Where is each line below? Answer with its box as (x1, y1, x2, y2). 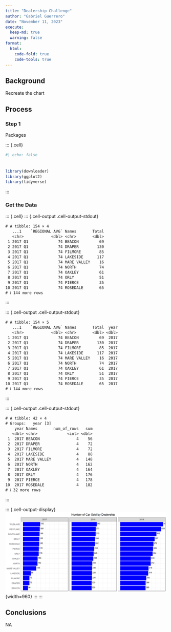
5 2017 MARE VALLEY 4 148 (7, 456, 93, 462)
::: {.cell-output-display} (5, 506, 56, 512)
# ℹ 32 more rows (5, 487, 41, 493)
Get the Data (5, 201, 37, 208)
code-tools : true (14, 57, 52, 62)
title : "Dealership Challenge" (5, 8, 72, 13)
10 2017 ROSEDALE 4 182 (5, 482, 93, 488)
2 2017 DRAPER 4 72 (7, 441, 93, 447)
